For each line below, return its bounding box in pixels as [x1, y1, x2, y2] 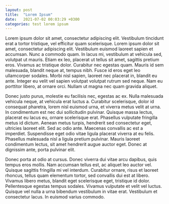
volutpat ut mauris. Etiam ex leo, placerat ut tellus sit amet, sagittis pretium [5, 56, 159, 63]
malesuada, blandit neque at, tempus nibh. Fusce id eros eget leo [5, 67, 141, 74]
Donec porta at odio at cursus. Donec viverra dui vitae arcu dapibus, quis [5, 157, 157, 163]
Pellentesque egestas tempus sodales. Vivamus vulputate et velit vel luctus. [5, 183, 162, 189]
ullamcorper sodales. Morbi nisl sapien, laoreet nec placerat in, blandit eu [5, 73, 157, 79]
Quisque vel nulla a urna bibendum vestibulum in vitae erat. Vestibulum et [5, 188, 157, 194]
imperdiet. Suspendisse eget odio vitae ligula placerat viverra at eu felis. [5, 130, 155, 137]
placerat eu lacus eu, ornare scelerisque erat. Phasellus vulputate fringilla [5, 114, 157, 121]
